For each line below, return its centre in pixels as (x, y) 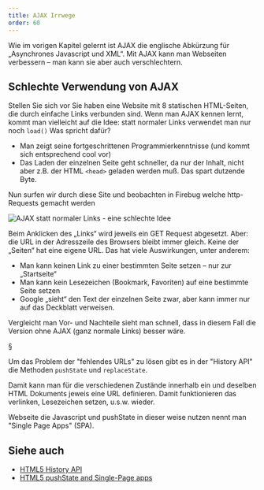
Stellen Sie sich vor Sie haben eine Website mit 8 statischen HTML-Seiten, (128, 106)
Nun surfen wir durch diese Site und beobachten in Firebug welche (117, 195)
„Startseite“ (38, 274)
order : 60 (24, 23)
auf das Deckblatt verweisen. (67, 307)
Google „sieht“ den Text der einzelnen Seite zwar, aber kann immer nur (135, 299)
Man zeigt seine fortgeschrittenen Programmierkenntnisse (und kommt (135, 146)
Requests (24, 203)
